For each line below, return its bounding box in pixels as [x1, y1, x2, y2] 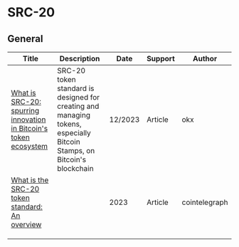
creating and [56, 101, 100, 111]
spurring [11, 106, 40, 115]
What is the [11, 175, 49, 185]
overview [11, 220, 42, 229]
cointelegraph [181, 197, 228, 207]
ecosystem [11, 142, 48, 151]
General [7, 33, 44, 45]
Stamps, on [56, 146, 95, 155]
